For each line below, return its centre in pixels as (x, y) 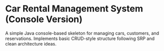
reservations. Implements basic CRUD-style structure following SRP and (80, 38)
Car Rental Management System (74, 9)
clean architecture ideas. (31, 43)
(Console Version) (44, 19)
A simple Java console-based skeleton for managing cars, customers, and (82, 33)
